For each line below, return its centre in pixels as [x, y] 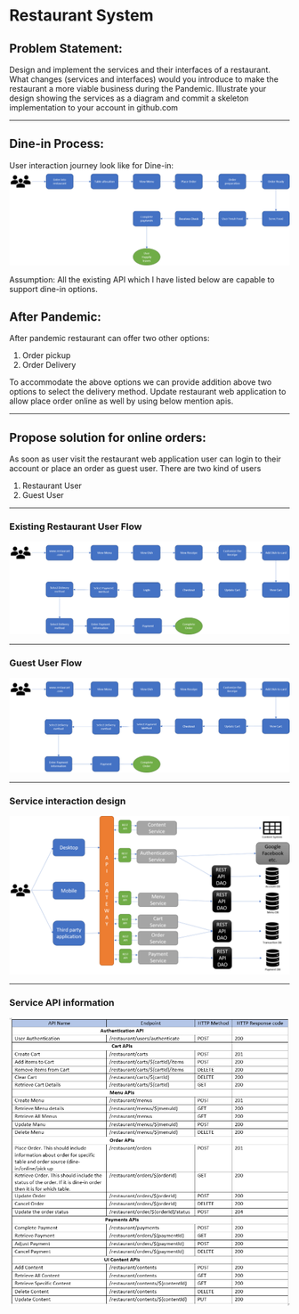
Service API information [62, 1003]
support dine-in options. [53, 289]
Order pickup [46, 355]
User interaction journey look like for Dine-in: [92, 165]
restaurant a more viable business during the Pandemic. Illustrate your [138, 89]
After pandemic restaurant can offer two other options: [109, 339]
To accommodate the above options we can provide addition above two [141, 382]
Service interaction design [68, 801]
